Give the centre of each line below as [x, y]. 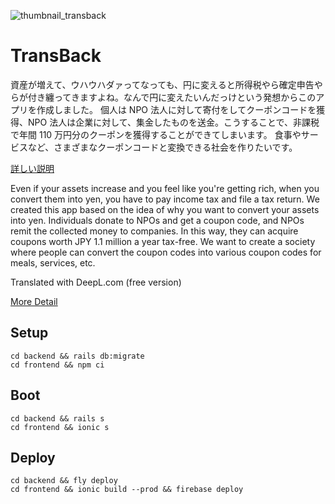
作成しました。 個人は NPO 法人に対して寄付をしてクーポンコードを [176, 109]
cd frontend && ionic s [60, 427]
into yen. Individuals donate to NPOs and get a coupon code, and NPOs [157, 220]
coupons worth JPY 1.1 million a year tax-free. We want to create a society [163, 241]
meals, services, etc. [53, 262]
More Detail [34, 301]
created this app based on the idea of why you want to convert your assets [165, 209]
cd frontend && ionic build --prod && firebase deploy [127, 490]
